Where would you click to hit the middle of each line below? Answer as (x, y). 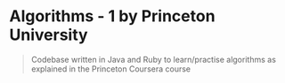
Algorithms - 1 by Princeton (112, 16)
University (49, 35)
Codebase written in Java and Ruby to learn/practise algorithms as (153, 59)
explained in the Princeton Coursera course (111, 69)
